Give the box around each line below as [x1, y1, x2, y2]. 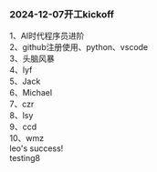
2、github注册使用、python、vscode [9, 42, 149, 53]
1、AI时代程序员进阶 [9, 30, 85, 42]
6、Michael [9, 87, 53, 98]
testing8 [9, 153, 41, 164]
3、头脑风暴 [9, 53, 55, 65]
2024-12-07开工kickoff [9, 7, 115, 20]
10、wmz [9, 133, 44, 144]
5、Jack [9, 76, 41, 87]
